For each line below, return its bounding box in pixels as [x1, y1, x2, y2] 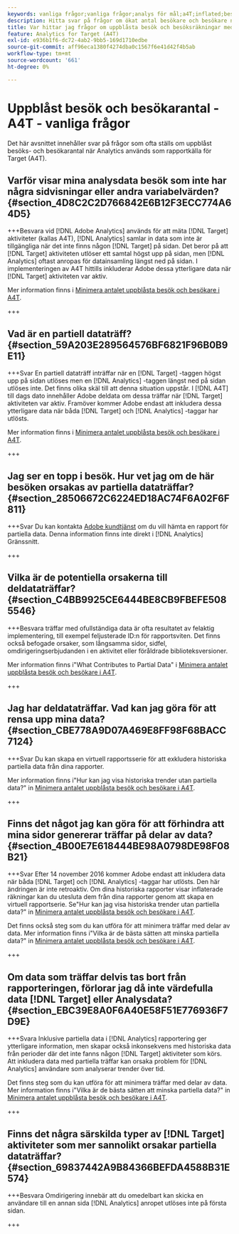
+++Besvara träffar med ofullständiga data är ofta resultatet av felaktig [7, 624, 215, 632]
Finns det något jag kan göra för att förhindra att [7, 818, 225, 830]
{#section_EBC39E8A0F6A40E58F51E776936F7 [7, 1004, 228, 1016]
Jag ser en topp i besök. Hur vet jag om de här [7, 470, 215, 482]
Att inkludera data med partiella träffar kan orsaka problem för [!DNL [7, 1057, 208, 1065]
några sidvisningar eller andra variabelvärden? [7, 186, 219, 198]
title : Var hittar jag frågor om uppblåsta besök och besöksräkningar [7, 23, 221, 31]
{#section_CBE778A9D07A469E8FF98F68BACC [7, 725, 227, 737]
